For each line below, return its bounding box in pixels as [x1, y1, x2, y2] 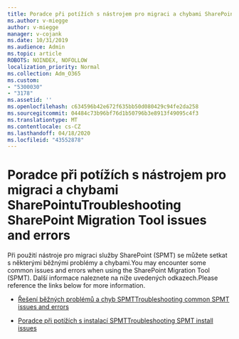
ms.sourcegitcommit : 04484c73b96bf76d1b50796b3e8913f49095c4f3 [7, 110, 199, 117]
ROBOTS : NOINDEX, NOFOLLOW [7, 57, 87, 64]
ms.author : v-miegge [7, 17, 69, 24]
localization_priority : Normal [7, 63, 100, 71]
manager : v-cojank [7, 30, 62, 38]
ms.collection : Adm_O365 [7, 70, 81, 77]
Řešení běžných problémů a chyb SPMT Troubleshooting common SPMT [17, 295, 230, 303]
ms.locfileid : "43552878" [7, 136, 84, 143]
